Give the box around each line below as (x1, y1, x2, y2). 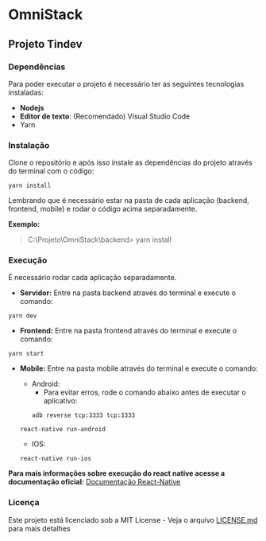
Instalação (8, 139, 50, 150)
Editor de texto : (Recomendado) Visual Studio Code (19, 111, 191, 121)
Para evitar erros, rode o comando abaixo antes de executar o (43, 387, 246, 397)
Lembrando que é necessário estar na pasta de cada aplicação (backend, (8, 196, 250, 205)
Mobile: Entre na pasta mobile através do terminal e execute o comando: (19, 364, 258, 373)
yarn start (8, 350, 44, 358)
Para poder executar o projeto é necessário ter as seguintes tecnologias (8, 79, 245, 88)
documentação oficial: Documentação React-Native (8, 477, 181, 487)
